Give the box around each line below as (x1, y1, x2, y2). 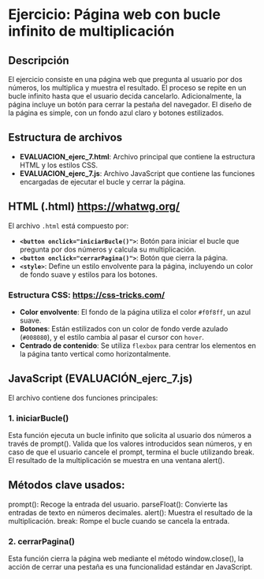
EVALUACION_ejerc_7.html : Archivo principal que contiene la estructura (19, 151, 255, 161)
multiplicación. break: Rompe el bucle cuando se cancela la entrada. (8, 516, 230, 525)
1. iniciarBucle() (8, 413, 69, 424)
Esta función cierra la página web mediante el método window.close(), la (8, 554, 244, 563)
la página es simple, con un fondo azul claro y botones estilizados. (8, 108, 225, 118)
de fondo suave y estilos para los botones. (19, 270, 158, 279)
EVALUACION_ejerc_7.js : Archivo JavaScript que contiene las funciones (19, 168, 255, 178)
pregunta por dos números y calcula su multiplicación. (19, 245, 197, 254)
